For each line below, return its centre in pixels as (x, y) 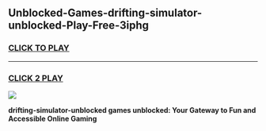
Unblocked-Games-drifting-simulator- (105, 13)
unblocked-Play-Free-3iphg (78, 26)
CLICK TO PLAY (39, 48)
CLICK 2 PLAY (36, 78)
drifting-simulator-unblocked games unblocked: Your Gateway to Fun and (132, 110)
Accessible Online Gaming (53, 118)
